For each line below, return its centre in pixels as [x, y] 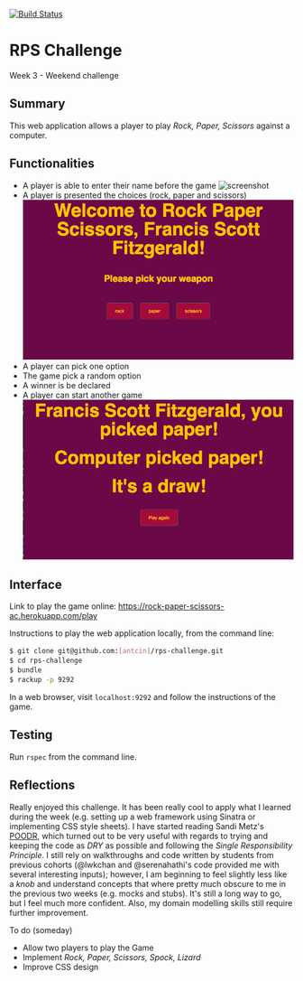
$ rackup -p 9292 [42, 680]
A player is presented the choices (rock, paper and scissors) [134, 195]
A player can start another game [82, 395]
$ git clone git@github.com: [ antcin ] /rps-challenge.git [116, 651]
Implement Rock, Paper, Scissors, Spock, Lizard [111, 957]
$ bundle [26, 670]
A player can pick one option [76, 366]
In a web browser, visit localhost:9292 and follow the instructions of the [143, 696]
